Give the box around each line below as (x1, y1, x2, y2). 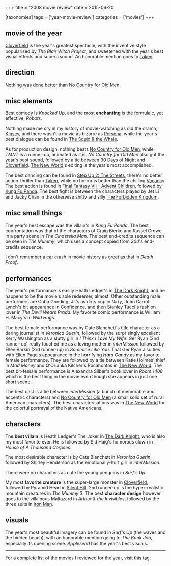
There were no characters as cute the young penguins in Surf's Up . (5, 469, 147, 475)
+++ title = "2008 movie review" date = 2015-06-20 (5, 5, 114, 10)
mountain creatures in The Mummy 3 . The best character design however (5, 490, 161, 496)
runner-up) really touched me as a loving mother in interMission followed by (5, 341, 164, 347)
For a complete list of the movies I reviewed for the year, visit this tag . (5, 555, 151, 561)
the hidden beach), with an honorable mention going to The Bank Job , (5, 534, 153, 540)
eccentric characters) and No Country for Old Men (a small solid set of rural (5, 394, 164, 400)
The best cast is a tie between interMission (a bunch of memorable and (5, 389, 155, 395)
